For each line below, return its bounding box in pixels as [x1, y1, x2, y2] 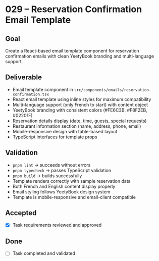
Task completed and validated [12, 250, 76, 256]
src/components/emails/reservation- [74, 87, 151, 92]
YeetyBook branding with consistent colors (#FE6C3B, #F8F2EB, [12, 107, 147, 113]
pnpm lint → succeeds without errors [12, 162, 91, 168]
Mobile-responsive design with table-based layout [12, 128, 118, 134]
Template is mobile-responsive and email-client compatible [12, 194, 136, 200]
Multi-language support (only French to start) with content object [12, 101, 148, 108]
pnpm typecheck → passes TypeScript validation [12, 167, 112, 173]
